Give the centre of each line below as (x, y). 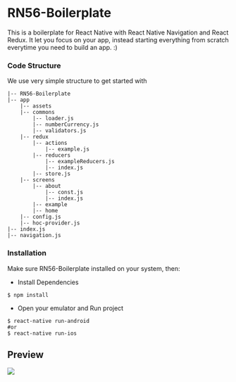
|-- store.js (52, 174)
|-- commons (37, 113)
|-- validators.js (60, 131)
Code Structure (34, 65)
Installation (27, 253)
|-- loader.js (53, 119)
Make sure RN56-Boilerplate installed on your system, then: (94, 268)
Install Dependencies (48, 282)
